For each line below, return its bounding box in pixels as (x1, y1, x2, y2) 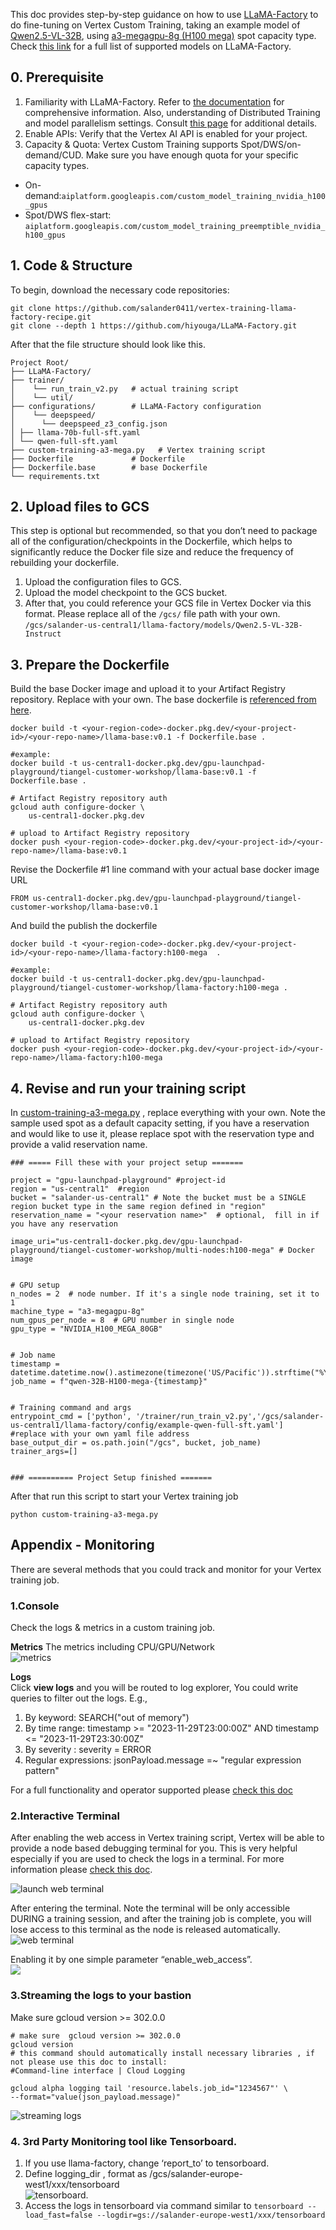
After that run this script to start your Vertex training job (10, 1490, 239, 1503)
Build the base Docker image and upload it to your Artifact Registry (10, 683, 286, 695)
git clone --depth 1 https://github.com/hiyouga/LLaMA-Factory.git (10, 320, 298, 331)
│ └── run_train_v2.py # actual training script (10, 384, 240, 394)
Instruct (24, 629, 62, 639)
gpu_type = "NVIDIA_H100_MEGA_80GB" (10, 1324, 163, 1334)
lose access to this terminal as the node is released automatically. (10, 1924, 281, 1936)
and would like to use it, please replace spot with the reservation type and (10, 1128, 315, 1140)
